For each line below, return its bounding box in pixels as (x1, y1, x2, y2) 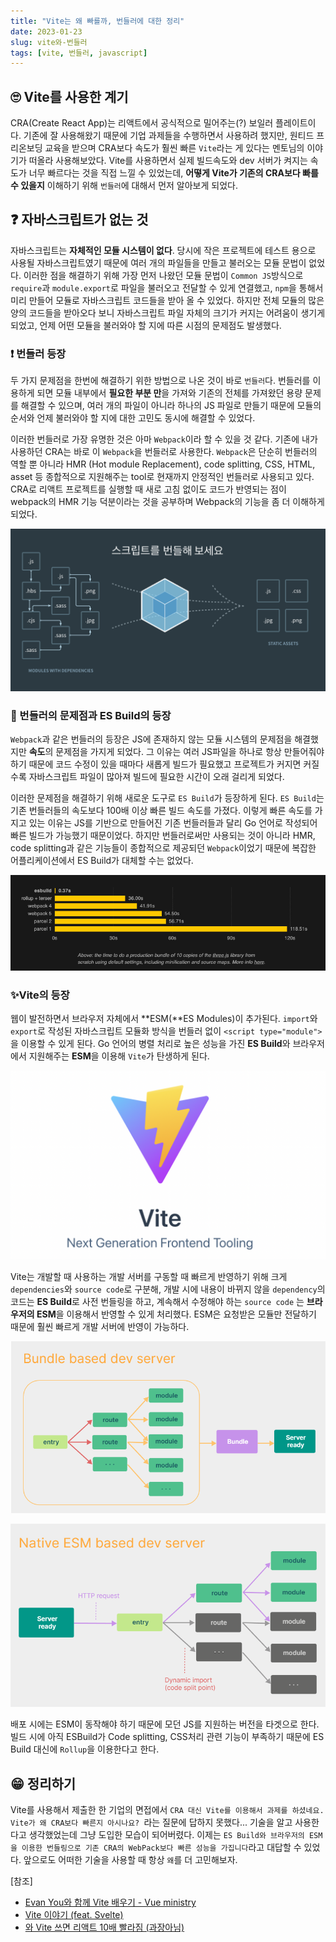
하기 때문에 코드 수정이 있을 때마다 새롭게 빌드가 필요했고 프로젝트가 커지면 (10, 758, 302, 770)
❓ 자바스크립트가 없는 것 (10, 211, 149, 229)
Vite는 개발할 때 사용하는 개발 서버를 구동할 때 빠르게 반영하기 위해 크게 (10, 1271, 288, 1283)
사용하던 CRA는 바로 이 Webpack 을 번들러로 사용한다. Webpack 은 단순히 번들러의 (10, 446, 318, 458)
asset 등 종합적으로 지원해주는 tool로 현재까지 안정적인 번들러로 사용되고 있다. (10, 471, 315, 483)
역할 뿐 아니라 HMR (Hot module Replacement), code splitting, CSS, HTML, (10, 458, 316, 470)
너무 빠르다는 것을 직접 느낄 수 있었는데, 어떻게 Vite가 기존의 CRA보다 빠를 (28, 167, 319, 179)
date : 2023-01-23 (10, 26, 83, 37)
